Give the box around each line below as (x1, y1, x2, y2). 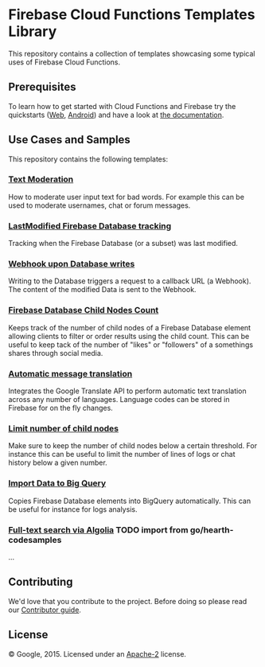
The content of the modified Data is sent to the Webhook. (8, 285, 197, 294)
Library (8, 22, 57, 41)
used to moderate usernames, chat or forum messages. (8, 201, 191, 210)
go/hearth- (189, 524, 234, 535)
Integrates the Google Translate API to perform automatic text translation (8, 386, 247, 396)
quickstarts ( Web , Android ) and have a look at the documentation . (8, 110, 224, 119)
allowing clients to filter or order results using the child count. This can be (8, 331, 250, 341)
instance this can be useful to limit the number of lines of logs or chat (8, 450, 236, 459)
